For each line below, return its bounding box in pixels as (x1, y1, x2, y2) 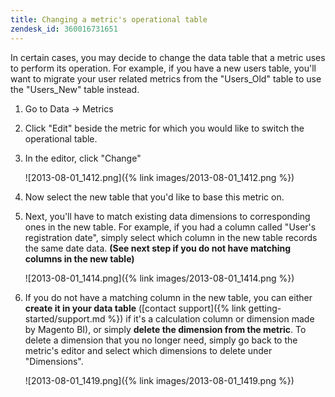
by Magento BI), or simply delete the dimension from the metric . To (24, 323, 307, 335)
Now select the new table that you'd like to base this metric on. (24, 191, 285, 203)
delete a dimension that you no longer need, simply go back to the (24, 334, 298, 346)
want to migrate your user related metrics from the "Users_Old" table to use (10, 72, 322, 85)
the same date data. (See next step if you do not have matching (24, 242, 292, 254)
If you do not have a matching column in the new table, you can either (24, 291, 313, 303)
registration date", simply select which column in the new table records (24, 231, 318, 243)
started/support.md (24, 312, 106, 325)
